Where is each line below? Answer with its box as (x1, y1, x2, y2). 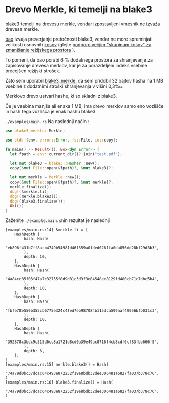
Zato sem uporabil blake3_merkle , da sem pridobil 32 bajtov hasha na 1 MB (5, 77, 164, 84)
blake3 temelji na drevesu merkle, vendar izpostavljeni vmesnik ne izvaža (5, 21, 160, 27)
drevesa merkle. (5, 26, 39, 32)
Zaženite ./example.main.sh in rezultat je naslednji (5, 217, 110, 224)
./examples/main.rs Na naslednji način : (5, 118, 90, 124)
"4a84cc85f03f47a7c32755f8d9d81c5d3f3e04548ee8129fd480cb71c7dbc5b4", (5, 277, 159, 282)
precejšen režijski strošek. (5, 68, 60, 74)
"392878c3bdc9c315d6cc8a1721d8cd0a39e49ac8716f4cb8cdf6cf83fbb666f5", (5, 339, 159, 345)
